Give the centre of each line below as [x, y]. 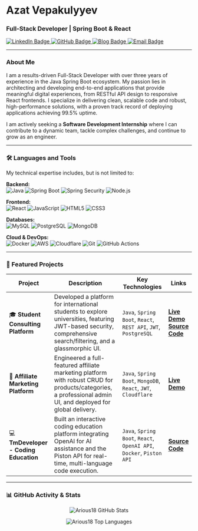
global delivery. [75, 410]
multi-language [91, 463]
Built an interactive [80, 419]
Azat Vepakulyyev [52, 10]
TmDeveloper [29, 443]
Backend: [18, 184]
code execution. [76, 471]
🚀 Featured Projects [35, 264]
